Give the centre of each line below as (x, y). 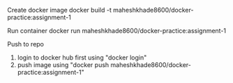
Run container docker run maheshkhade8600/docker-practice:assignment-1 (117, 31)
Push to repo (25, 44)
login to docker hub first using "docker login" (82, 57)
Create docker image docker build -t (59, 10)
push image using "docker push (63, 65)
